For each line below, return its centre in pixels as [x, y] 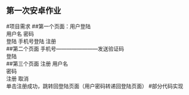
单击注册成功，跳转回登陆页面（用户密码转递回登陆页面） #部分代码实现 [95, 86]
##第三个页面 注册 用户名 [37, 63]
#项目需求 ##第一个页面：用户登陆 [49, 26]
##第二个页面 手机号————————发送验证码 [65, 48]
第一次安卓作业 [34, 11]
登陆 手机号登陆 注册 [31, 41]
